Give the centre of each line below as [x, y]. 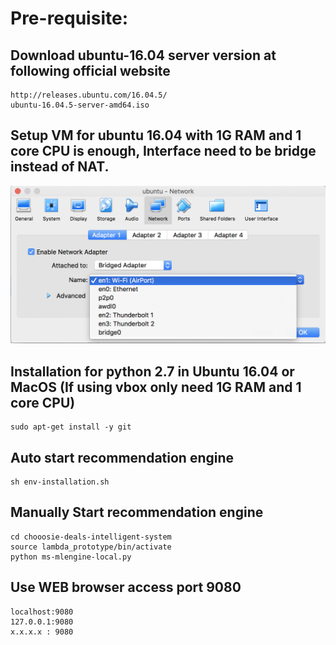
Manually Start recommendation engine [137, 512]
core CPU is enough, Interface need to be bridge [163, 151]
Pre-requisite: [69, 18]
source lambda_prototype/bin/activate [91, 547]
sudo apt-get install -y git [71, 427]
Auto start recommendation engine [122, 457]
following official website [90, 70]
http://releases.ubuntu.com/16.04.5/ [89, 95]
